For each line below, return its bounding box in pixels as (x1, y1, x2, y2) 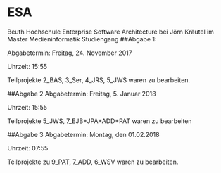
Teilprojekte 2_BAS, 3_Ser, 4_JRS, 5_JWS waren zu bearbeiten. (7, 75, 191, 84)
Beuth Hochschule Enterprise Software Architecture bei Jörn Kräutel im (7, 27, 215, 36)
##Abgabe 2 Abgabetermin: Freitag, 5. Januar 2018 (7, 89, 156, 98)
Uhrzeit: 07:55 (7, 143, 49, 152)
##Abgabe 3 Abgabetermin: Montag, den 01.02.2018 (7, 130, 160, 139)
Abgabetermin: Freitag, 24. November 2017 (7, 49, 132, 57)
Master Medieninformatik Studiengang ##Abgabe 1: (7, 34, 157, 43)
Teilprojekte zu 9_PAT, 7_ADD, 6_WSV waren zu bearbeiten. (7, 158, 179, 166)
